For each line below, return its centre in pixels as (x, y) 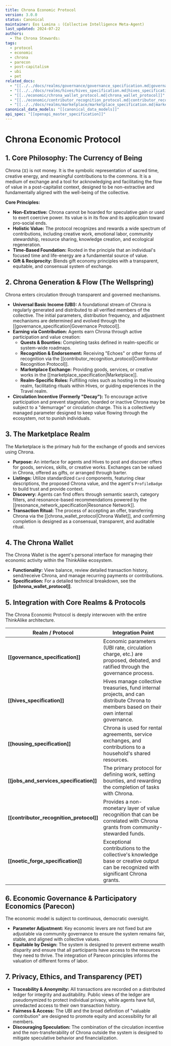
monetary (115, 808)
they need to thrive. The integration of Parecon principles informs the (85, 955)
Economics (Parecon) (40, 906)
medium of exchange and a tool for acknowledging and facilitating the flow (84, 181)
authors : (15, 34)
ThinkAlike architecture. (30, 620)
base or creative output (131, 861)
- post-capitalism (30, 67)
